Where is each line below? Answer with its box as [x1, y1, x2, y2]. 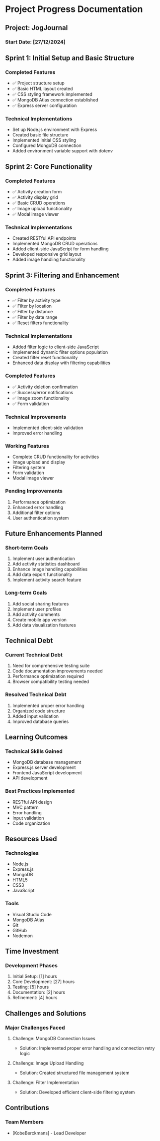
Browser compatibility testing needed [12, 678, 89, 685]
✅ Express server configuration [12, 102, 77, 108]
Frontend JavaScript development [12, 770, 82, 776]
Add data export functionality [12, 571, 73, 577]
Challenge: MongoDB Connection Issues [12, 1035, 95, 1041]
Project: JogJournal [5, 23, 68, 32]
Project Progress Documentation [5, 3, 143, 15]
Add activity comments [12, 611, 60, 617]
